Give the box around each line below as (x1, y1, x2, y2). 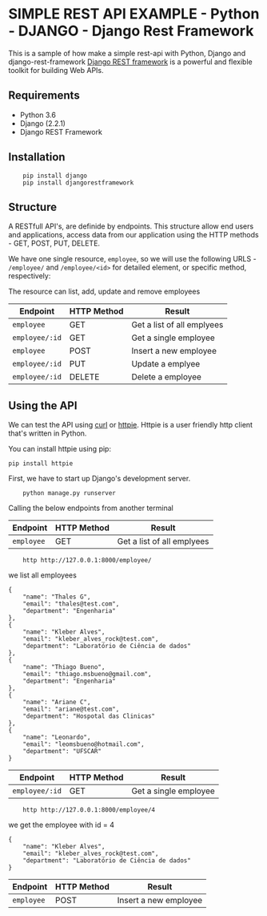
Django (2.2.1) (19, 118, 66, 128)
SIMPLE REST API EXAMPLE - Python (8, 5, 260, 23)
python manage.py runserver (22, 489, 116, 497)
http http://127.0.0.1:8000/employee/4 (22, 806, 156, 814)
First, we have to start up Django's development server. (8, 474, 191, 484)
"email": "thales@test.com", (22, 600, 120, 608)
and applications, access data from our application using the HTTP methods (8, 230, 259, 240)
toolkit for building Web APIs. (8, 65, 104, 75)
